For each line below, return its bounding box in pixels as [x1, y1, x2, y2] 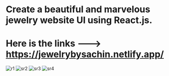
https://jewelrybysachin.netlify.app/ [6, 48, 164, 60]
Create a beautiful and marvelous [6, 4, 151, 15]
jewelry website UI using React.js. [6, 14, 153, 26]
